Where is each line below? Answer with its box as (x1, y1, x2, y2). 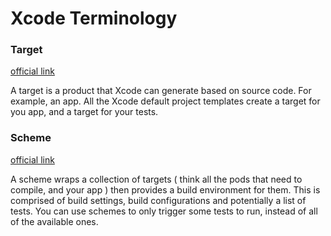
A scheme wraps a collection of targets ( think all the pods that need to (10, 173, 303, 185)
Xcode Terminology (10, 7, 178, 30)
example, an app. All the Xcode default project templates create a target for (10, 95, 321, 107)
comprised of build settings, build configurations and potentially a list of (10, 194, 307, 206)
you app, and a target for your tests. (10, 106, 159, 118)
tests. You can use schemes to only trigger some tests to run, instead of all (10, 205, 318, 217)
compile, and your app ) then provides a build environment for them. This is (10, 183, 321, 196)
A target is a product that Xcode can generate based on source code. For (10, 85, 312, 97)
